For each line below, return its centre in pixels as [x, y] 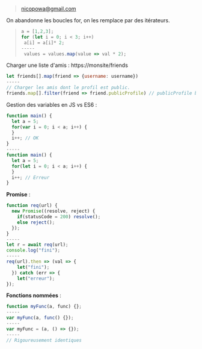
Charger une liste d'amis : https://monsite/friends [67, 65]
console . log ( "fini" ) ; [33, 250]
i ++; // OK [25, 138]
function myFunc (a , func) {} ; [44, 307]
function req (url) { [32, 206]
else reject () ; [36, 222]
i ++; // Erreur [31, 177]
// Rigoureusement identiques [44, 340]
